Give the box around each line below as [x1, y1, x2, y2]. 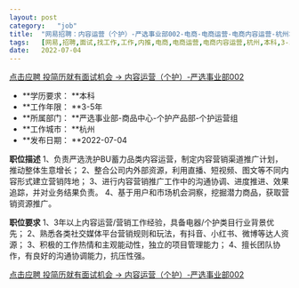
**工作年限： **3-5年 [21, 101, 103, 112]
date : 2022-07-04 [9, 46, 82, 55]
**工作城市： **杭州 [21, 124, 95, 134]
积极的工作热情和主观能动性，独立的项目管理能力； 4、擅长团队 [39, 239, 273, 250]
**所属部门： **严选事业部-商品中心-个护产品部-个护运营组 [21, 113, 238, 124]
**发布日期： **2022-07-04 [21, 135, 127, 146]
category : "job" [9, 21, 77, 30]
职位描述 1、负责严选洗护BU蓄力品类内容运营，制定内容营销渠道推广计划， [9, 154, 283, 164]
